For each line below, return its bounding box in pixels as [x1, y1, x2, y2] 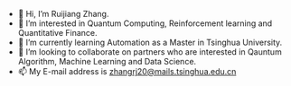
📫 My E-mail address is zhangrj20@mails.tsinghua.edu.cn [17, 66, 237, 76]
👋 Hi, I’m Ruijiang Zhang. [17, 9, 109, 19]
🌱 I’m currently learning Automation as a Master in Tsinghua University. [17, 37, 283, 47]
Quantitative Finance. [17, 28, 98, 38]
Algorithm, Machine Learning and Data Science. [17, 56, 197, 66]
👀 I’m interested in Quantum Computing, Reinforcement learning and [17, 18, 273, 29]
